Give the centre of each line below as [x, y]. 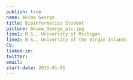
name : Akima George [31, 17]
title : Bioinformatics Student [45, 23]
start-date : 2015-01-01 [36, 68]
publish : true [24, 12]
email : [14, 62]
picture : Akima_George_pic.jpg [45, 29]
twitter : [17, 57]
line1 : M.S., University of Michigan [53, 34]
